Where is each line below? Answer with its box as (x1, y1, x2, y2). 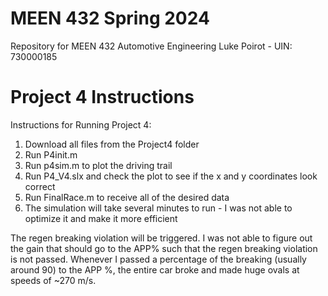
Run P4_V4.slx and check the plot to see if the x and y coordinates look (24, 170, 318, 182)
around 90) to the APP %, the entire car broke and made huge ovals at (10, 263, 300, 276)
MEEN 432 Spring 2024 (10, 7, 210, 30)
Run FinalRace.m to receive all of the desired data (24, 191, 230, 203)
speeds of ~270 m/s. (10, 274, 97, 286)
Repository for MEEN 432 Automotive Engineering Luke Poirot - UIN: (10, 40, 293, 52)
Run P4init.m (24, 148, 78, 161)
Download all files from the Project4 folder (24, 138, 200, 150)
